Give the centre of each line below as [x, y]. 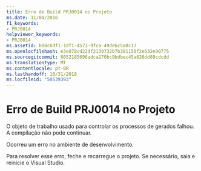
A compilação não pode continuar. [49, 133]
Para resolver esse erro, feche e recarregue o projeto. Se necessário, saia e [101, 156]
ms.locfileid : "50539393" [39, 79]
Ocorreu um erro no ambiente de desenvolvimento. [70, 145]
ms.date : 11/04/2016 [32, 18]
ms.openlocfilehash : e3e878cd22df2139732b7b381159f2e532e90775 [88, 52]
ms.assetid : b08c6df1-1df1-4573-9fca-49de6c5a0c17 [71, 46]
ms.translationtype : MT [36, 62]
